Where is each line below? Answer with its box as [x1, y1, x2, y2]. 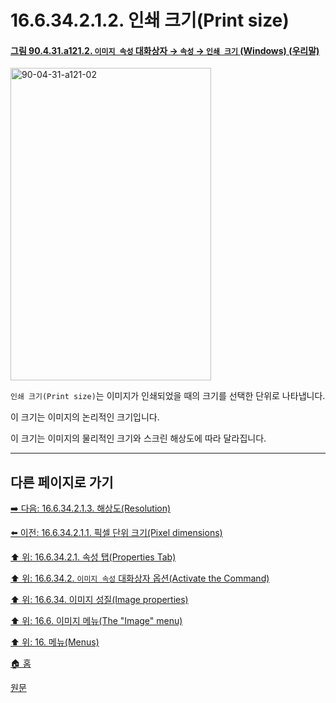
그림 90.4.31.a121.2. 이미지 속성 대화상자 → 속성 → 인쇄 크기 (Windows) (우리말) [10, 44, 320, 56]
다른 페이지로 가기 [10, 474, 114, 491]
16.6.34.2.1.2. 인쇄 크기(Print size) [10, 9, 290, 32]
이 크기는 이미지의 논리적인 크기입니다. [10, 411, 160, 423]
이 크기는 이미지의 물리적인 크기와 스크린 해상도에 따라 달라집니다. [10, 432, 267, 445]
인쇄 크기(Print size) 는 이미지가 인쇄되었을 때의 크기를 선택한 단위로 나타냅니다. [10, 390, 326, 402]
